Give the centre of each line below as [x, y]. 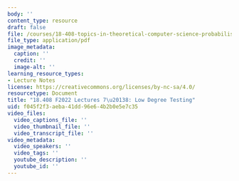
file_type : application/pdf [49, 41]
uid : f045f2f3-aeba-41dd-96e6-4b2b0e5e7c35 [73, 107]
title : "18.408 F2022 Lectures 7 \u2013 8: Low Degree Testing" [101, 100]
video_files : [27, 113]
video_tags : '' [36, 153]
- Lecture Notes [31, 80]
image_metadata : [31, 47]
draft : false [27, 27]
